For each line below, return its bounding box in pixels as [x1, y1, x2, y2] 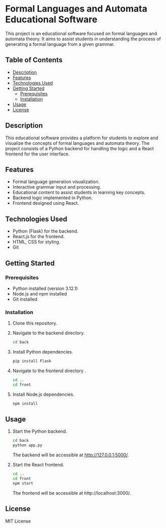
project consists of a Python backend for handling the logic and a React [5, 145, 154, 151]
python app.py [12, 443, 42, 448]
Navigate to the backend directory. [12, 330, 85, 336]
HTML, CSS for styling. [12, 239, 61, 245]
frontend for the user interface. [5, 151, 70, 157]
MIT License [5, 518, 31, 524]
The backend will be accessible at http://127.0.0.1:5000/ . [12, 452, 129, 458]
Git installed [12, 296, 38, 302]
